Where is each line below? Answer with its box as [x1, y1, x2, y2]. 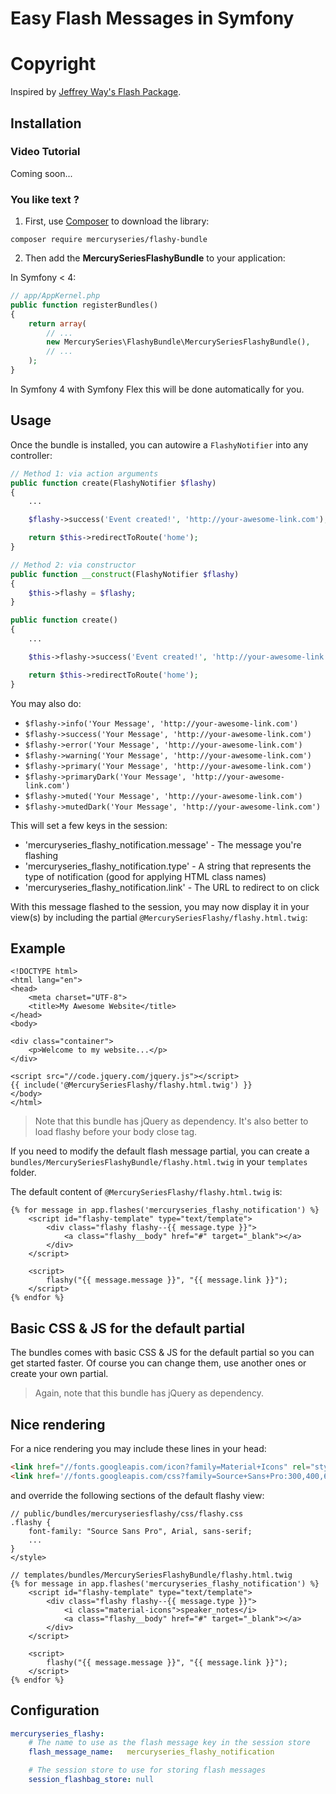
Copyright [10, 53, 97, 76]
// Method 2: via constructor [10, 560, 137, 570]
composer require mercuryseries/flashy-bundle [10, 235, 208, 245]
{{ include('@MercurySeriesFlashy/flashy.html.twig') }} [10, 1080, 253, 1091]
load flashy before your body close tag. [34, 1126, 198, 1138]
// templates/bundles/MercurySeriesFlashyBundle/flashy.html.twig [10, 1570, 293, 1580]
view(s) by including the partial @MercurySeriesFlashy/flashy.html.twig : [10, 911, 308, 923]
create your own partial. [10, 1368, 109, 1380]
